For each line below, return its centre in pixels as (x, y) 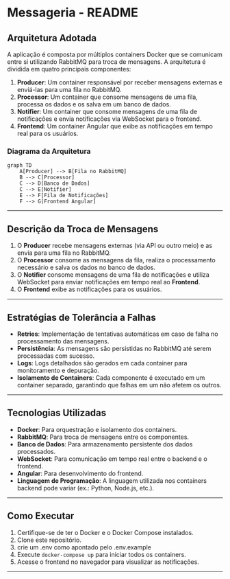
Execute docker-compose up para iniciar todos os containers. (101, 554)
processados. (36, 451)
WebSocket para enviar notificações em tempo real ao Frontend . (108, 282)
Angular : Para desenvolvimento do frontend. (80, 473)
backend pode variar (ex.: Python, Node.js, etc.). (86, 488)
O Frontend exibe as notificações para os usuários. (89, 289)
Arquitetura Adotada (52, 38)
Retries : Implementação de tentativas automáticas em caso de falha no (117, 334)
